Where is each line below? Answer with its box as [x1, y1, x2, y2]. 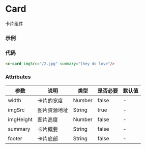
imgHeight [8, 116, 33, 123]
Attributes [5, 73, 31, 80]
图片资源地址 [37, 107, 69, 114]
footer [8, 135, 23, 142]
